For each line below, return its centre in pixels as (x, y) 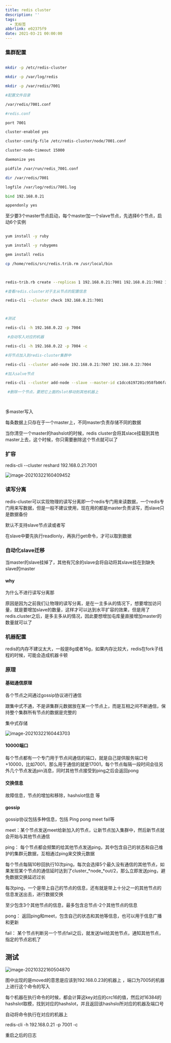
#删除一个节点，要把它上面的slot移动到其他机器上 (53, 392)
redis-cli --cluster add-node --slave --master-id (60, 383)
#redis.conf (18, 113)
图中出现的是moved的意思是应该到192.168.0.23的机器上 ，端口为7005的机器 (85, 980)
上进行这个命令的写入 (27, 986)
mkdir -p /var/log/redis (32, 77)
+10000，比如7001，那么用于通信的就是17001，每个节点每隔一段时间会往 (82, 764)
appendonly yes (21, 206)
